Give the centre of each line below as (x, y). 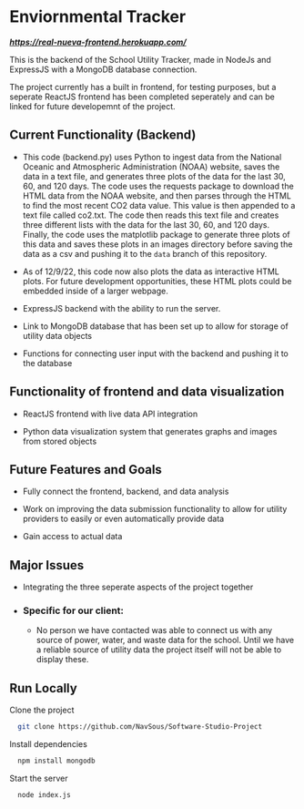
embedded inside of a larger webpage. (95, 291)
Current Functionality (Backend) (103, 135)
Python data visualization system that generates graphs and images (150, 431)
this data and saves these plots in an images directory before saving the (157, 244)
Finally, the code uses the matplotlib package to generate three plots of (157, 234)
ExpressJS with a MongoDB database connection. (103, 69)
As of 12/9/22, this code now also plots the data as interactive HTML (151, 271)
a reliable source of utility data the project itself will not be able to (159, 650)
